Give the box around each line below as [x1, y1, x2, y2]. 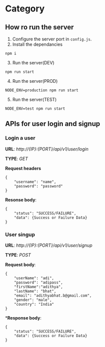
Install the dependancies [12, 41, 63, 47]
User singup [5, 231, 36, 238]
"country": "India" [14, 302, 54, 307]
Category [5, 3, 45, 14]
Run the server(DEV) [12, 60, 54, 65]
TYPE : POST [5, 252, 31, 258]
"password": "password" [14, 183, 63, 188]
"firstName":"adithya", [14, 284, 63, 289]
